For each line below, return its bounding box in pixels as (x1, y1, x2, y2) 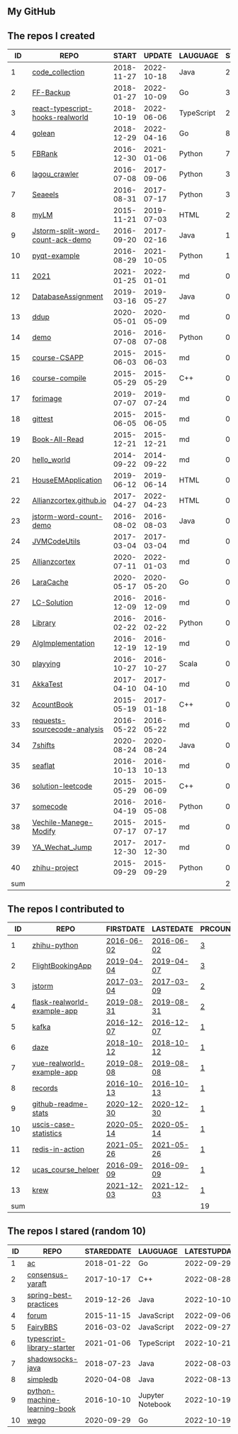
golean (31, 128, 55, 138)
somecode (31, 802, 68, 812)
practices (27, 1298, 59, 1308)
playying (31, 659, 61, 669)
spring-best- (27, 1290, 72, 1300)
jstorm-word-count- (31, 512, 103, 522)
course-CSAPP (31, 353, 84, 363)
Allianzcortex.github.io (31, 496, 107, 506)
